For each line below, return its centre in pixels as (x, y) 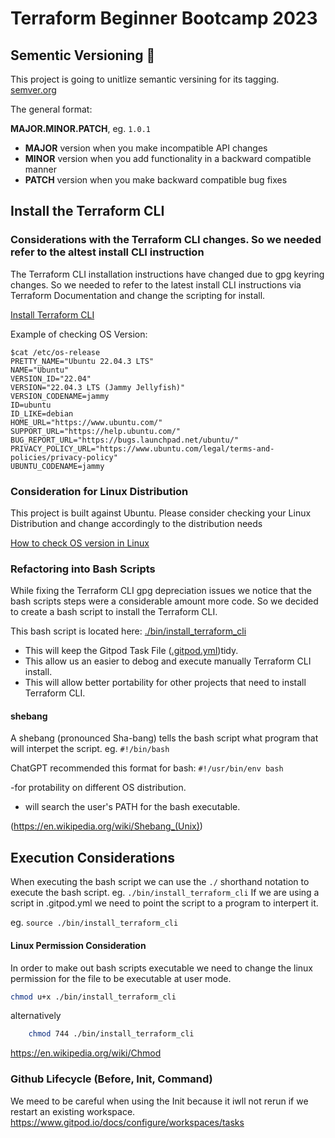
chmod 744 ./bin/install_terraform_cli (111, 1034)
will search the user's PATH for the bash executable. (132, 807)
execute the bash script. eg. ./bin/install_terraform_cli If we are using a (165, 893)
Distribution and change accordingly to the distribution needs (136, 523)
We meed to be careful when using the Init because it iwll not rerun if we (159, 1101)
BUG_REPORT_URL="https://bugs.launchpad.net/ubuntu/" (125, 440)
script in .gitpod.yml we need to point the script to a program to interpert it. (164, 903)
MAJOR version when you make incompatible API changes (146, 148)
